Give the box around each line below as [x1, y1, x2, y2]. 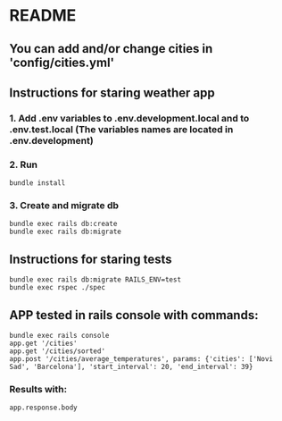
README [9, 5, 77, 26]
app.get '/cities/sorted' [9, 347, 105, 356]
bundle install [9, 179, 66, 188]
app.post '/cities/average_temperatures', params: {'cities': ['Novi [9, 355, 274, 364]
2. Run [9, 158, 38, 171]
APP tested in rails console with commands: [9, 307, 259, 323]
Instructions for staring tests [9, 251, 172, 266]
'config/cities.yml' [9, 55, 114, 70]
